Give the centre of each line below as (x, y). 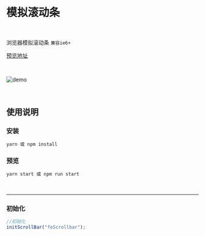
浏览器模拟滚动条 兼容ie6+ (39, 42)
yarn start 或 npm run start (43, 174)
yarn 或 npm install (32, 144)
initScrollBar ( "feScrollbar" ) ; (46, 227)
